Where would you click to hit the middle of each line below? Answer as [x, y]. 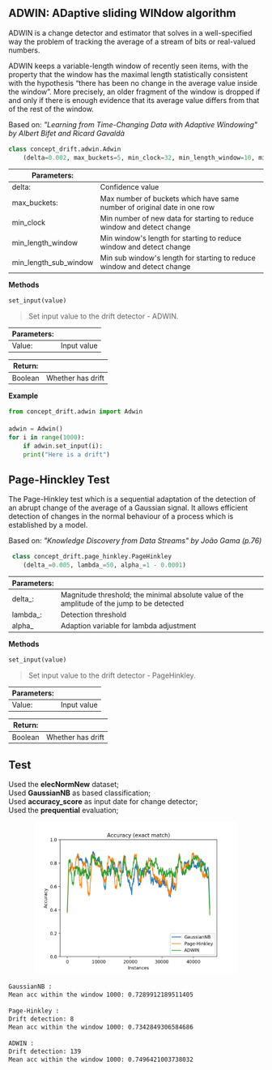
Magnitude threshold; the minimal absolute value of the [152, 594]
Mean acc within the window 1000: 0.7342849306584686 [101, 1027]
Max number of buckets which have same [170, 199]
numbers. [24, 50]
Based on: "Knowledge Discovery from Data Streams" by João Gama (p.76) [135, 541]
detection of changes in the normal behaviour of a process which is [121, 516]
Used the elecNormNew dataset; [64, 784]
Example [23, 396]
